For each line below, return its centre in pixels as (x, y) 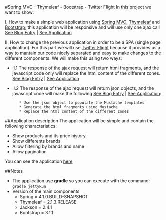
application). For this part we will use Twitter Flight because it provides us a (83, 48)
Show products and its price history (49, 136)
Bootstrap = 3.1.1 (37, 212)
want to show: (20, 12)
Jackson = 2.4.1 (36, 207)
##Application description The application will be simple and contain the (79, 121)
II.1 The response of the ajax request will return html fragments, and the (85, 68)
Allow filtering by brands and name (48, 146)
